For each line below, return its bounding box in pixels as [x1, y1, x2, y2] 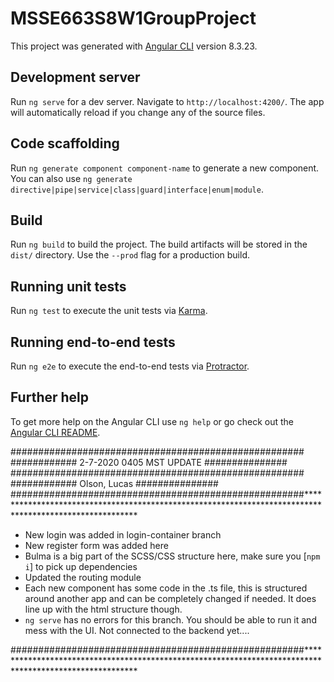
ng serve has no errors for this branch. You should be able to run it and [24, 613, 317, 626]
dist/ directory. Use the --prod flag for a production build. [10, 249, 250, 261]
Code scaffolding [10, 135, 120, 152]
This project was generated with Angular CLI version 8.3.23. [10, 40, 258, 52]
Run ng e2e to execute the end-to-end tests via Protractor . [10, 360, 250, 372]
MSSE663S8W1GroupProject [10, 7, 257, 30]
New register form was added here [24, 539, 169, 551]
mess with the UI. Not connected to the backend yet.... [24, 624, 250, 636]
